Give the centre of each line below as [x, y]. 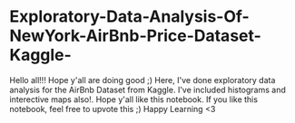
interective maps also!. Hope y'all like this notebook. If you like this [134, 99]
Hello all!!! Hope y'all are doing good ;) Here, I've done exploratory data [143, 80]
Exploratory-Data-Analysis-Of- [129, 17]
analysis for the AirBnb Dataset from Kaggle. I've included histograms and [147, 90]
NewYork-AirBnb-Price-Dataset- [135, 36]
